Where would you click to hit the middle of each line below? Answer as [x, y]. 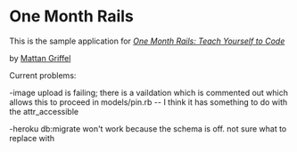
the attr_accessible [44, 111]
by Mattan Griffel [40, 58]
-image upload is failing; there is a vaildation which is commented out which [148, 92]
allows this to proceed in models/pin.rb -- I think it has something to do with [148, 102]
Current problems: [43, 75]
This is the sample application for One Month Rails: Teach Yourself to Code [147, 41]
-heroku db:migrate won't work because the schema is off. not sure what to [148, 128]
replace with [32, 138]
